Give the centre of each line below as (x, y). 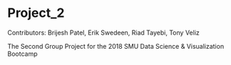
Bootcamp (22, 54)
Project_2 (36, 13)
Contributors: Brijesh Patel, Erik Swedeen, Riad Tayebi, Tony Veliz (103, 32)
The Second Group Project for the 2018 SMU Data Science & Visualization (116, 46)
